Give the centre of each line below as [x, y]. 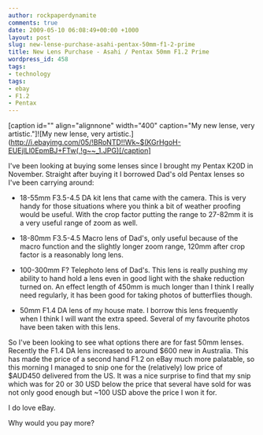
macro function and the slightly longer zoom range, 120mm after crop [132, 247]
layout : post [30, 37]
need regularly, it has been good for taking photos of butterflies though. [136, 295]
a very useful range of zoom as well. [78, 223]
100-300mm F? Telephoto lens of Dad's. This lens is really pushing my [133, 270]
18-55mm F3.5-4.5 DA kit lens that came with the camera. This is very [133, 198]
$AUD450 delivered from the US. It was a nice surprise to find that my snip [130, 376]
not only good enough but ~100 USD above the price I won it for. [113, 393]
